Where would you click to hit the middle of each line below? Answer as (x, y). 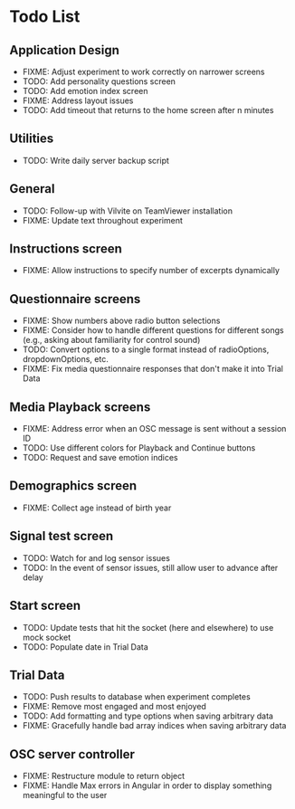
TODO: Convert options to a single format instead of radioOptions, (146, 349)
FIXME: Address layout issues (78, 100)
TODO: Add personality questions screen (99, 81)
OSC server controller (72, 754)
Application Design (65, 50)
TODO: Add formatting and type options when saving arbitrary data (148, 716)
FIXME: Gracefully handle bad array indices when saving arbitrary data (154, 726)
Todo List (45, 17)
